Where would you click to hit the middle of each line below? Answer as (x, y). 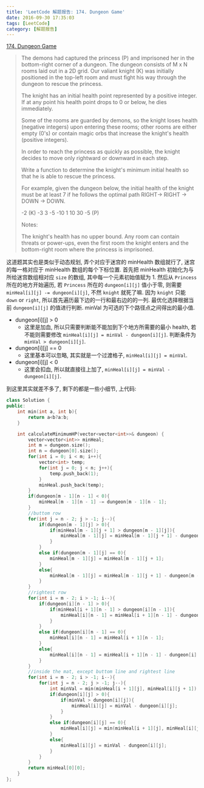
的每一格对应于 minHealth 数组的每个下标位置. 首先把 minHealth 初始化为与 (100, 270)
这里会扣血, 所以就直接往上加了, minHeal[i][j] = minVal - (97, 370)
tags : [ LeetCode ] (28, 23)
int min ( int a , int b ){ (47, 412)
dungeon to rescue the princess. (62, 84)
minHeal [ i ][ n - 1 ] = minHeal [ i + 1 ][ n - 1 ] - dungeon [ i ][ (124, 655)
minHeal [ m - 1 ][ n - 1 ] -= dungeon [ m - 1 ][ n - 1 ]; (103, 502)
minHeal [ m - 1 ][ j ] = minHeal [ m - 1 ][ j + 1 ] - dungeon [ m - (124, 575)
